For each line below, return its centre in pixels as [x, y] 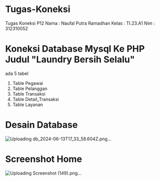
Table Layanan [28, 105]
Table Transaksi [29, 94]
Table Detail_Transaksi [36, 99]
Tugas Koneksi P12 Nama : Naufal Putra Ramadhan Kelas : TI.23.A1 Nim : [80, 23]
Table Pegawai [28, 83]
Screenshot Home [44, 159]
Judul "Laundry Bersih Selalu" [70, 60]
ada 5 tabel [17, 73]
